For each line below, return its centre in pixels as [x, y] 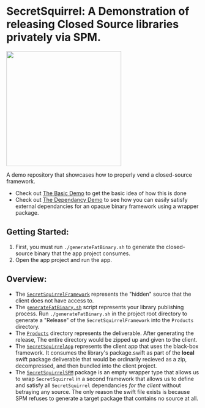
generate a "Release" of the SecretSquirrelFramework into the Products [104, 320]
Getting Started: [38, 232]
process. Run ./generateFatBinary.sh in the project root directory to [101, 314]
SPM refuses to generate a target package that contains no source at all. [107, 398]
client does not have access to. [54, 300]
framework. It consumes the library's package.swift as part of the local [105, 352]
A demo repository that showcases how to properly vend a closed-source [99, 175]
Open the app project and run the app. [63, 260]
